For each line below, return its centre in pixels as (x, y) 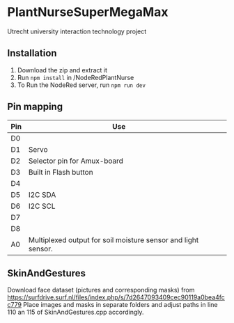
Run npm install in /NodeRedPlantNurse (76, 77)
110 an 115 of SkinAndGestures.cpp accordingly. (76, 312)
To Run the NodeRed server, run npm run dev (81, 85)
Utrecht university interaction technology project (77, 31)
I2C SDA (42, 194)
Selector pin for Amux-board (76, 161)
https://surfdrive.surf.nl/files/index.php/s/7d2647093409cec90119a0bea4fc (116, 297)
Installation (32, 53)
